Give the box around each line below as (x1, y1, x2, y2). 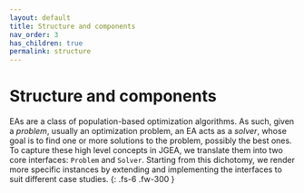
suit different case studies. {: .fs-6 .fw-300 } (9, 174, 175, 185)
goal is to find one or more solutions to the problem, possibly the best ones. (9, 135, 292, 146)
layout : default (9, 13, 71, 23)
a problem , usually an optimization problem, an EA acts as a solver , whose (9, 126, 288, 137)
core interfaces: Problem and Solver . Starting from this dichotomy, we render (9, 155, 295, 166)
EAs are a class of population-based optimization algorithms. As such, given (9, 116, 295, 127)
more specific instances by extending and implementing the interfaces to (9, 164, 283, 175)
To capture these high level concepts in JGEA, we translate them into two (9, 145, 283, 156)
